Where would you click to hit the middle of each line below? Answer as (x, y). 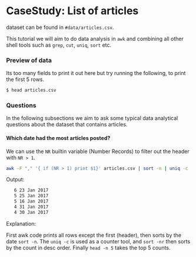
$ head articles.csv (31, 90)
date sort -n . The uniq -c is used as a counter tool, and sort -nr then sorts (98, 241)
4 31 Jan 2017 (31, 207)
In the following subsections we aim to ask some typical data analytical (92, 118)
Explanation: (21, 223)
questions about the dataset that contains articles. (67, 125)
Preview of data (29, 60)
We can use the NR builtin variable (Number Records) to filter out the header (98, 151)
